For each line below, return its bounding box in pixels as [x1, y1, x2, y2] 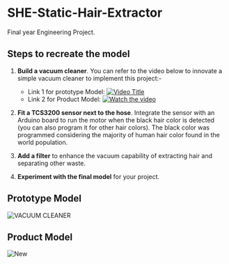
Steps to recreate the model [7, 48, 130, 60]
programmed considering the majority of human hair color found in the [17, 130, 221, 139]
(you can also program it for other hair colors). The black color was [17, 123, 210, 132]
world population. [17, 138, 68, 146]
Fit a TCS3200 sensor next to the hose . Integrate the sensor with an [17, 108, 215, 116]
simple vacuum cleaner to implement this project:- [17, 74, 162, 82]
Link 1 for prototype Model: [27, 87, 106, 95]
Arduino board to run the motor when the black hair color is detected [17, 116, 214, 124]
